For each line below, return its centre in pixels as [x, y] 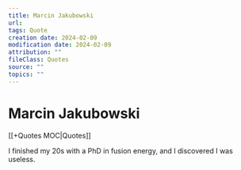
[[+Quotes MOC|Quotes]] [50, 135]
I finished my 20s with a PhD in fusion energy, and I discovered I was [121, 150]
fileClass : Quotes [38, 60]
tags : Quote [28, 30]
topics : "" [26, 74]
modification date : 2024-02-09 [60, 45]
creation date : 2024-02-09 [53, 38]
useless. [22, 159]
